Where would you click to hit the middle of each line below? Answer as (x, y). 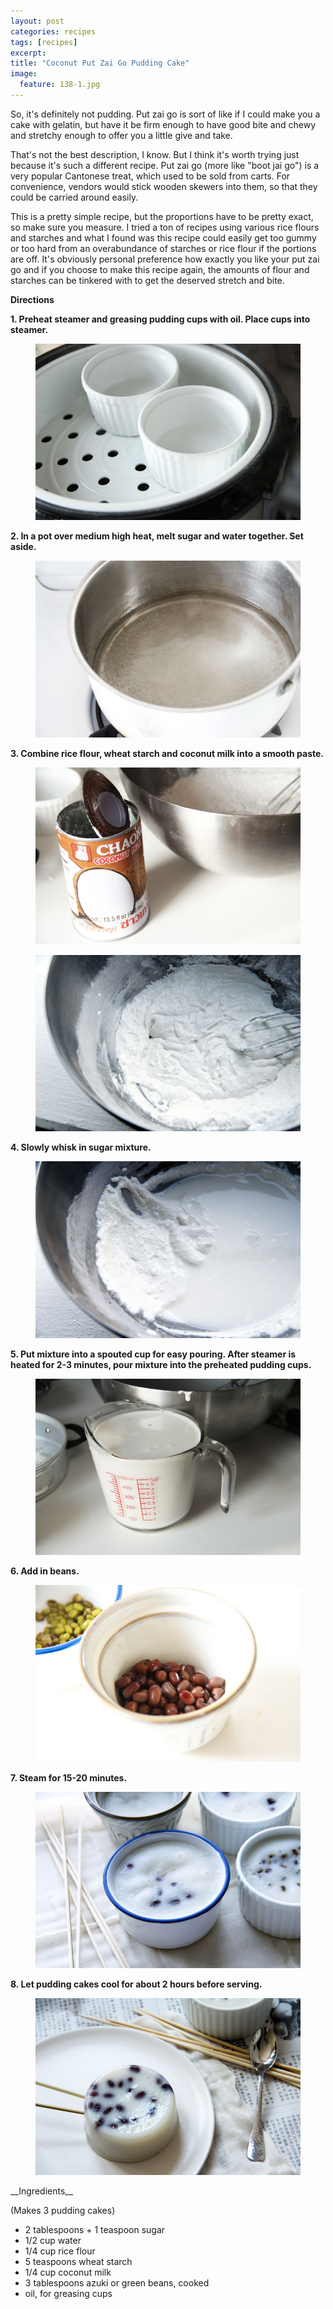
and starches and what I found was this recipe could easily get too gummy (163, 237)
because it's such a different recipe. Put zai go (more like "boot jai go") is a (165, 165)
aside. (23, 547)
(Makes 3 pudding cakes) (63, 2210)
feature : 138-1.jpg (60, 85)
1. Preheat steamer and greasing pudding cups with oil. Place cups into (160, 319)
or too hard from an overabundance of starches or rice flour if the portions (163, 248)
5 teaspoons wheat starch (78, 2261)
